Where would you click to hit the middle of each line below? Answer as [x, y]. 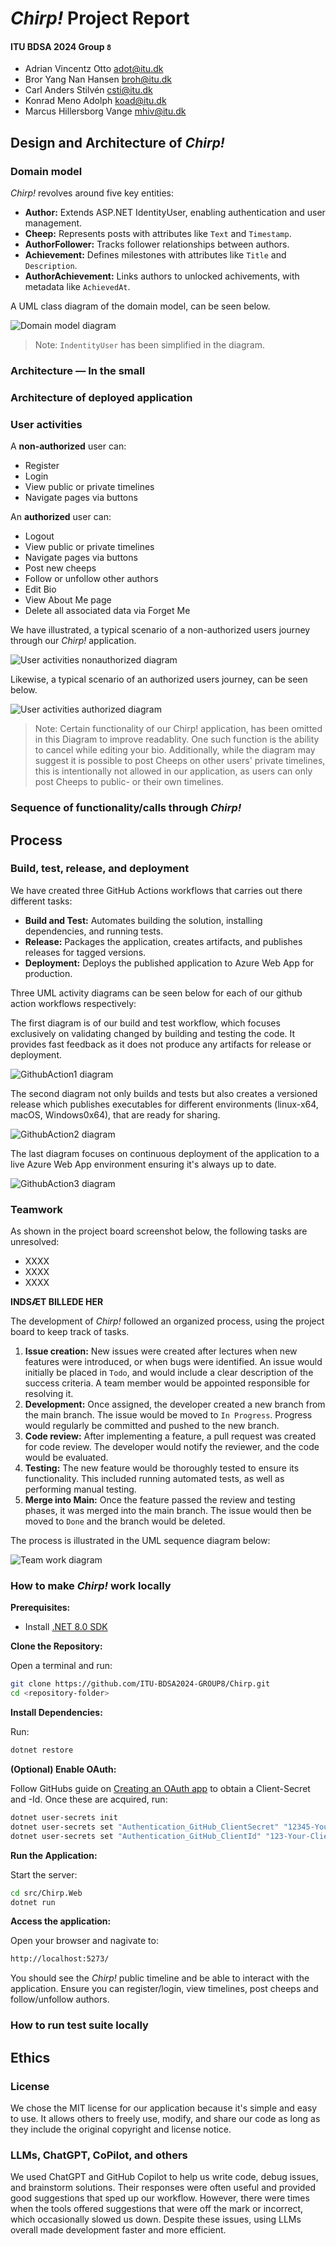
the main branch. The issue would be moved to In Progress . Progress [168, 1415]
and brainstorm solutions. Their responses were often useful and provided [163, 2188]
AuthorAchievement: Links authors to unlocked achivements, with [162, 276]
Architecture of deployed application [101, 397]
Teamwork [37, 1209]
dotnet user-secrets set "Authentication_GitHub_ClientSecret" [145, 1827]
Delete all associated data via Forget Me [107, 611]
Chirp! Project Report [100, 18]
